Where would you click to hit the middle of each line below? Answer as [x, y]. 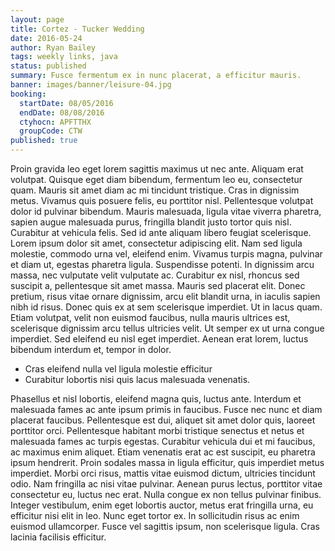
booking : [28, 94]
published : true [44, 141]
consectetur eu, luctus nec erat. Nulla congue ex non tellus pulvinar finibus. [166, 494]
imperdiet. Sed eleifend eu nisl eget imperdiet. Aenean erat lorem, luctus [159, 339]
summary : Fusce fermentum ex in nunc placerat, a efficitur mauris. [156, 76]
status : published [48, 66]
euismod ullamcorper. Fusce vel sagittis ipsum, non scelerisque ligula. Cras [165, 526]
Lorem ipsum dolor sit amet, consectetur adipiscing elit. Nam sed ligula [156, 243]
